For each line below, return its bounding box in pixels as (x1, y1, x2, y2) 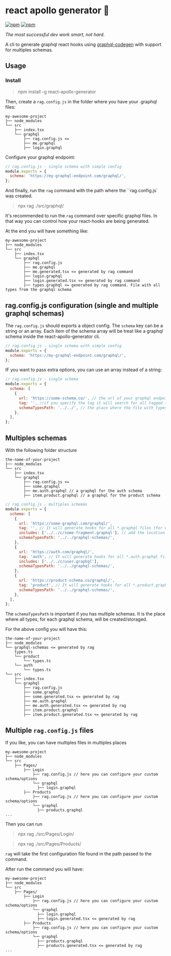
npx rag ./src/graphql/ (17, 203, 64, 209)
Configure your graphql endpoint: (5, 154, 75, 160)
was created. (5, 193, 33, 199)
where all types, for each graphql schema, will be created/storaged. (5, 616, 148, 623)
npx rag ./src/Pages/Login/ (17, 831, 74, 837)
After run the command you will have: (5, 866, 84, 872)
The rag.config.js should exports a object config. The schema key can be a (5, 322, 163, 329)
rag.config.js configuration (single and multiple (5, 301, 159, 310)
